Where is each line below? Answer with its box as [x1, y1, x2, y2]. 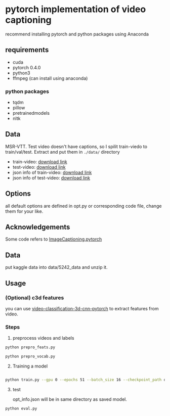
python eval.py [5, 406, 37, 411]
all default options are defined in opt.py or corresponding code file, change [5, 203, 162, 209]
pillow [12, 105, 25, 111]
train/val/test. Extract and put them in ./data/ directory [5, 149, 120, 155]
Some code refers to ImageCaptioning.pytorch [5, 236, 102, 242]
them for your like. [5, 208, 44, 214]
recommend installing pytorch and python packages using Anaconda [5, 31, 149, 37]
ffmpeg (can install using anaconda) [12, 75, 88, 81]
